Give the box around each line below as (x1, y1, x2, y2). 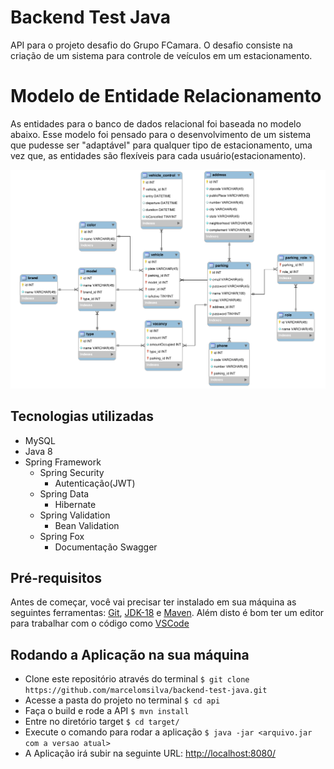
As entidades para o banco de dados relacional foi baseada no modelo (10, 117, 302, 130)
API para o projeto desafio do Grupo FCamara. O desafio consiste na (10, 39, 293, 51)
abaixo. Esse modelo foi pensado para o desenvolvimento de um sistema (10, 128, 312, 140)
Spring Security (39, 466, 105, 478)
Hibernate (54, 498, 97, 510)
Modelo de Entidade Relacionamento (10, 85, 322, 108)
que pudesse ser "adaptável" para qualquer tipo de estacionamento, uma (10, 139, 313, 151)
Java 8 (24, 445, 53, 457)
